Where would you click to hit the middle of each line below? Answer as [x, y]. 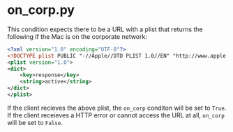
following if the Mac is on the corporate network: [77, 36]
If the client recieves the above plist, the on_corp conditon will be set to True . [117, 108]
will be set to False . [35, 122]
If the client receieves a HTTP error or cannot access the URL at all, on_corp [116, 115]
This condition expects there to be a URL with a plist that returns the [105, 29]
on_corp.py [41, 10]
